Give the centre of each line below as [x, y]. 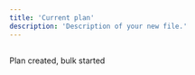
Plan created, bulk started [57, 61]
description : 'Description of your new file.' [98, 26]
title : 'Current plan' [52, 18]
